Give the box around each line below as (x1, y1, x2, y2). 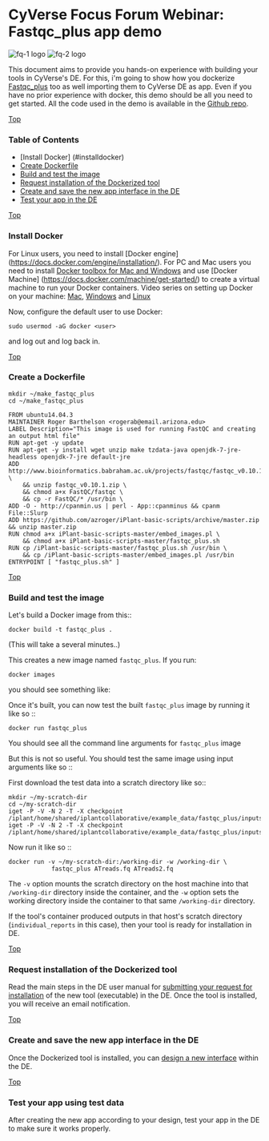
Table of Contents (8, 134, 80, 145)
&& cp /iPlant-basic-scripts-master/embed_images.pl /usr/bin (22, 551, 235, 559)
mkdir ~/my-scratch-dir (8, 793, 88, 802)
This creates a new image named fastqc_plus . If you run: (8, 655, 197, 665)
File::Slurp (8, 508, 48, 517)
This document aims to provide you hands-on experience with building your (8, 64, 259, 74)
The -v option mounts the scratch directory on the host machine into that (8, 879, 249, 889)
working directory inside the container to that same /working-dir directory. (8, 896, 255, 906)
